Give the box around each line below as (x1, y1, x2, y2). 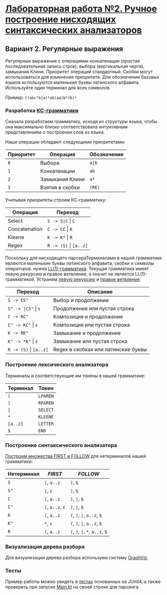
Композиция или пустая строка (53, 321, 130, 328)
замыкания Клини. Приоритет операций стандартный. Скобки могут (5, 69, 153, 75)
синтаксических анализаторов (5, 25, 142, 36)
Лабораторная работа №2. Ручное (5, 3, 157, 15)
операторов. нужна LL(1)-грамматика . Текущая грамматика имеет (5, 266, 149, 272)
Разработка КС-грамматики (5, 107, 79, 114)
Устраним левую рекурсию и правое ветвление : (36, 276, 141, 282)
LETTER (38, 421, 54, 427)
